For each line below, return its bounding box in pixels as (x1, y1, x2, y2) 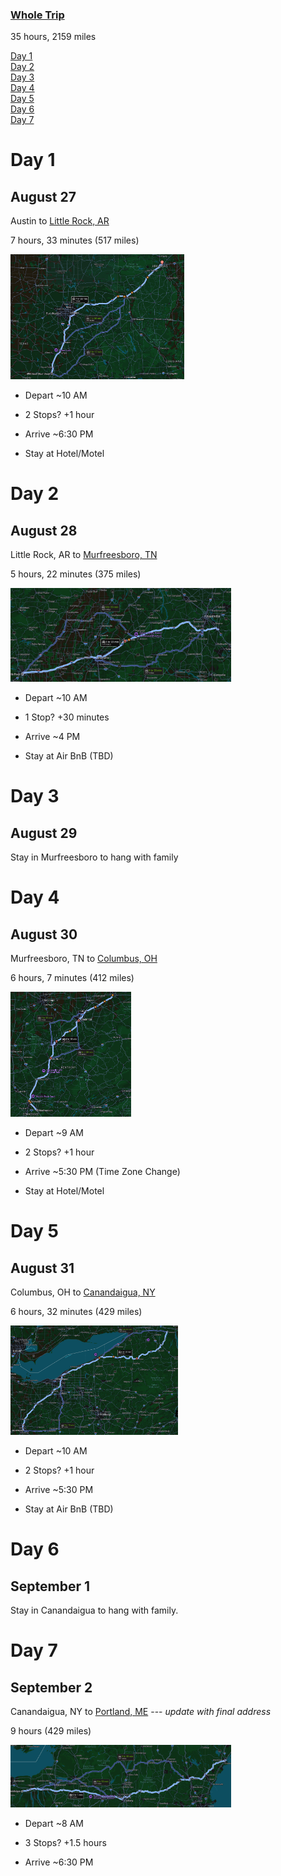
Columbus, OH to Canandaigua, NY (10, 1286, 156, 1298)
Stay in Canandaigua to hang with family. (10, 1604, 179, 1617)
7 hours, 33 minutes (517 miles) (10, 234, 140, 247)
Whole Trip (10, 8, 65, 22)
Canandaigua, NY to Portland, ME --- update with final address (10, 1706, 272, 1718)
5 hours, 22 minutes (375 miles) (10, 568, 142, 580)
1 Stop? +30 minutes (24, 711, 110, 723)
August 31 (10, 1259, 75, 1277)
